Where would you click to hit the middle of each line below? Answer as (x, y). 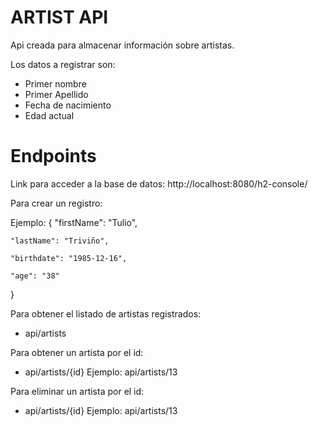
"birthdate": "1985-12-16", (69, 258)
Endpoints (53, 156)
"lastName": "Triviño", (60, 241)
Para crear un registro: (56, 203)
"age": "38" (35, 276)
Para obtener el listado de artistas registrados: (106, 313)
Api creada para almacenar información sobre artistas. (122, 45)
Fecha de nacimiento (68, 105)
